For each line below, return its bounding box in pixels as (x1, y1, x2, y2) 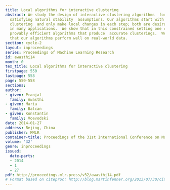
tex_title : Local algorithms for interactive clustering (5, 64, 128, 69)
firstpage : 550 (5, 69, 37, 74)
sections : (5, 83, 26, 88)
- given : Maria (5, 102, 37, 107)
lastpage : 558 (5, 73, 35, 79)
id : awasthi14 (5, 54, 35, 60)
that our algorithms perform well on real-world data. (10, 36, 128, 41)
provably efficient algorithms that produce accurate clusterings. (10, 31, 157, 36)
